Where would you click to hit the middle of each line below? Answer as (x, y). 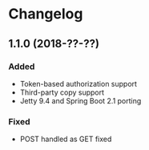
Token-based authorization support (79, 83)
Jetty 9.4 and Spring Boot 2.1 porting (81, 100)
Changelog (46, 14)
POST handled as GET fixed (66, 139)
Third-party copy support (62, 92)
